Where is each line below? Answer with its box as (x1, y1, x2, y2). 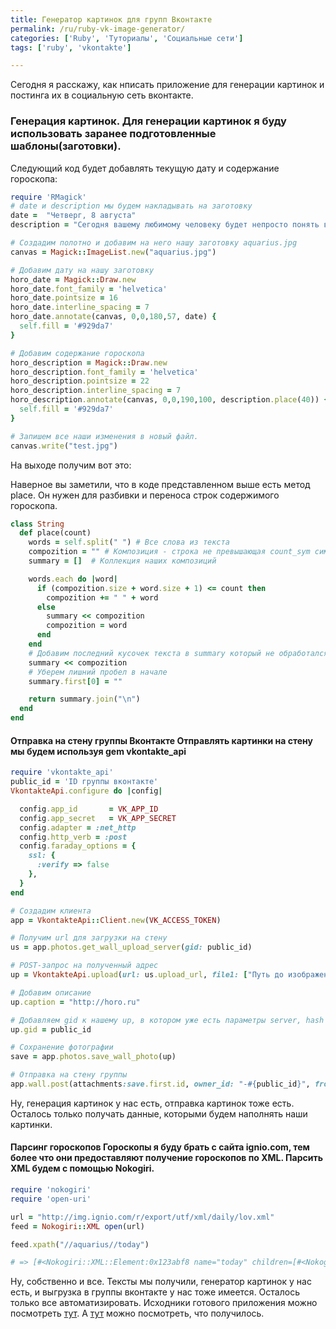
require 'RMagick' (10, 192, 87, 202)
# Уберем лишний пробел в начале (28, 667, 168, 677)
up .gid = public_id (10, 1024, 92, 1035)
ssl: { (28, 851, 56, 861)
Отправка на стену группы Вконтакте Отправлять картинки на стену (10, 734, 313, 746)
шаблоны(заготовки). (10, 139, 122, 153)
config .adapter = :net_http (19, 822, 137, 833)
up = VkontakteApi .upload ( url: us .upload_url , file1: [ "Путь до (10, 970, 284, 980)
